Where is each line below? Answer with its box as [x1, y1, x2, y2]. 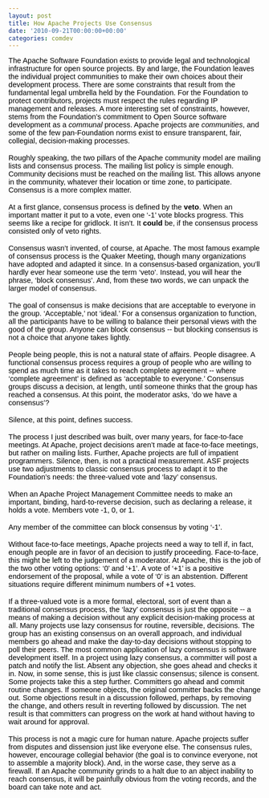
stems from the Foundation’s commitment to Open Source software [8, 112, 227, 121]
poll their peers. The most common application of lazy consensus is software [8, 645, 257, 654]
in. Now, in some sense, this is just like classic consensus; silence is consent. [8, 670, 259, 678]
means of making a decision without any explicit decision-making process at [8, 613, 255, 622]
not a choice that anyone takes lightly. [8, 333, 131, 342]
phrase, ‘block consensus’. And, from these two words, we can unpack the [8, 276, 250, 285]
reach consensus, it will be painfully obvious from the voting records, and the [8, 775, 257, 784]
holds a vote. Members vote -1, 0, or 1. [8, 506, 135, 515]
